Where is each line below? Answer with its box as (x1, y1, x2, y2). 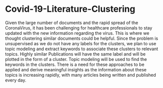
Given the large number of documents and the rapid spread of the (5, 20, 138, 26)
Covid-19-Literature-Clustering (5, 3, 136, 15)
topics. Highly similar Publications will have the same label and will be (5, 51, 146, 57)
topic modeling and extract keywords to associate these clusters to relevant (5, 46, 159, 52)
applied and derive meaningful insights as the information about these (5, 66, 147, 72)
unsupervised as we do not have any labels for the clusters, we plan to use (5, 40, 156, 46)
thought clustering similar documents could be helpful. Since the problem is (5, 35, 159, 41)
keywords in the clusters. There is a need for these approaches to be (5, 61, 145, 67)
